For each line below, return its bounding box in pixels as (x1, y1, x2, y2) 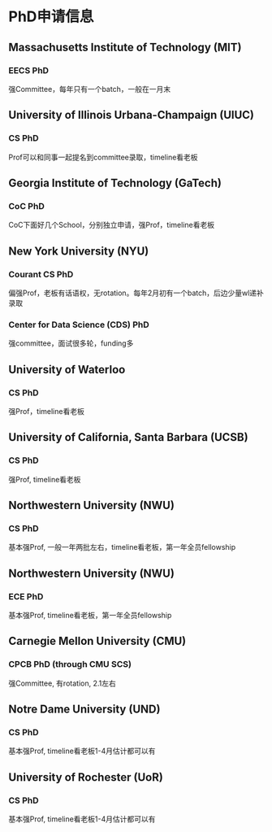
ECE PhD (8, 590, 44, 602)
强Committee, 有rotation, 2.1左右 (8, 678, 116, 688)
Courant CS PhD (8, 268, 74, 280)
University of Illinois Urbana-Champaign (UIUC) (8, 108, 254, 122)
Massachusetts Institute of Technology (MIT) (8, 40, 242, 54)
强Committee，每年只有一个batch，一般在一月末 (8, 84, 171, 94)
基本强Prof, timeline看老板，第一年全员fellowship (8, 610, 172, 620)
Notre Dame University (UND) (8, 703, 161, 717)
